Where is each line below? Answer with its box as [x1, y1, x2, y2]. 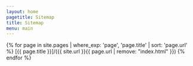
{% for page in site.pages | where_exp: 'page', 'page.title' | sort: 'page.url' [6, 42, 188, 49]
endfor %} [6, 54, 32, 61]
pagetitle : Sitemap [6, 14, 55, 20]
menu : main [6, 25, 33, 32]
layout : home [6, 8, 39, 15]
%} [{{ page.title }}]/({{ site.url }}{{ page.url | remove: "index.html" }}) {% [6, 48, 185, 55]
